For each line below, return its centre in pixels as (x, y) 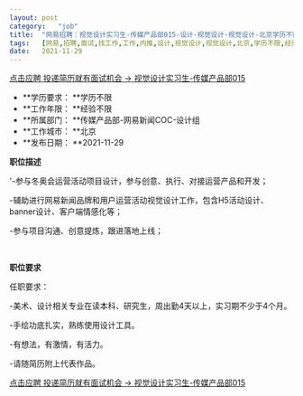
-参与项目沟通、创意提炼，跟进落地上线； (87, 231)
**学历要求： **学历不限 (67, 98)
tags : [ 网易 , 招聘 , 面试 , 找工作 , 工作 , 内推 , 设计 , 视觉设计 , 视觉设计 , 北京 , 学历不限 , (147, 43)
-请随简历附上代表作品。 (55, 363)
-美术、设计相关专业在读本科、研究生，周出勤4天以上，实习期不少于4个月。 (151, 306)
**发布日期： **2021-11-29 (73, 143)
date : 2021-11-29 (46, 52)
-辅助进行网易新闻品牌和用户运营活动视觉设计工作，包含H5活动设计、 (139, 201)
